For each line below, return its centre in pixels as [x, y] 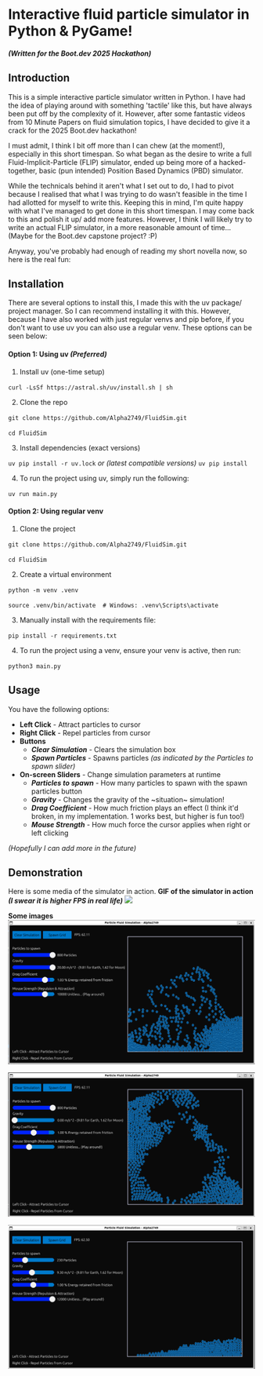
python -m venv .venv [43, 590]
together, [23, 170]
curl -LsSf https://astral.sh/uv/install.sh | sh [91, 387]
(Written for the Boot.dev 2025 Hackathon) [80, 53]
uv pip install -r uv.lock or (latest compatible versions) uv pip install [128, 463]
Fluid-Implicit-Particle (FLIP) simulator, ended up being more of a [113, 162]
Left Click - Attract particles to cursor [80, 724]
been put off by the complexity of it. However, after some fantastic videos [127, 113]
